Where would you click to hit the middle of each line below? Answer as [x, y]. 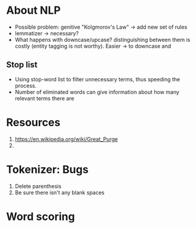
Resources [33, 122]
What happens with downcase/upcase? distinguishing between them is [102, 39]
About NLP [33, 10]
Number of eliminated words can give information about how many [97, 92]
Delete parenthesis [38, 186]
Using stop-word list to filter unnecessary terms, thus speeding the [97, 79]
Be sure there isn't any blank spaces [59, 193]
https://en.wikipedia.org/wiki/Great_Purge [66, 139]
